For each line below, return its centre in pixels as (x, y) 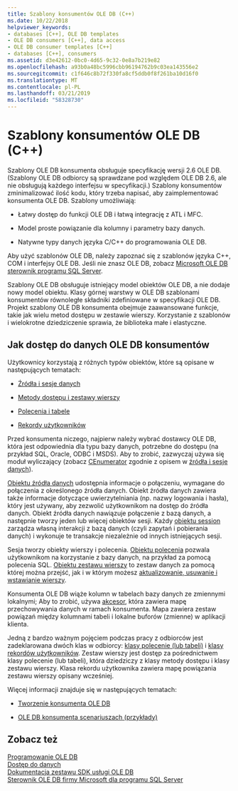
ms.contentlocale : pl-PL (44, 87)
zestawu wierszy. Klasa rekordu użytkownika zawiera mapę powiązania (112, 668)
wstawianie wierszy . (37, 580)
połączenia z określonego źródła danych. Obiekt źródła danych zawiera (112, 490)
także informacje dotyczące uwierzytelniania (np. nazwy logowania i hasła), (118, 498)
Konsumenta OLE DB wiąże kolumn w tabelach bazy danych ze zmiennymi (117, 594)
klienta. (18, 624)
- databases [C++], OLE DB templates (63, 34)
